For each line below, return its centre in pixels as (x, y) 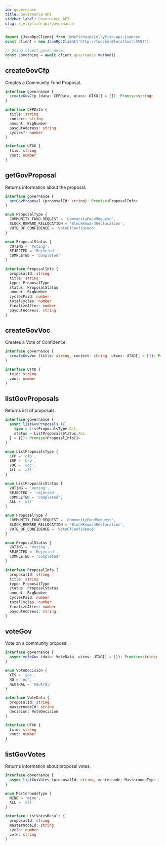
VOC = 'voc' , (23, 465)
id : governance (21, 10)
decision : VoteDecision (34, 712)
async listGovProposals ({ (37, 424)
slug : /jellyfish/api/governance (40, 23)
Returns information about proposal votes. (48, 766)
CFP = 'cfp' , (23, 456)
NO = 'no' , (21, 680)
